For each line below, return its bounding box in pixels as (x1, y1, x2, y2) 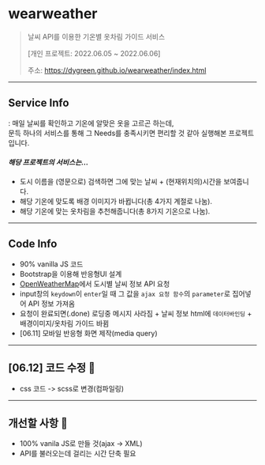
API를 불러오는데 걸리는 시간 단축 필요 (19, 448, 136, 459)
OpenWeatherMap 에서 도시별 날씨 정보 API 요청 (19, 278, 170, 289)
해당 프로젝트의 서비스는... (8, 157, 89, 167)
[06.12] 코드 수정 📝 (8, 361, 96, 375)
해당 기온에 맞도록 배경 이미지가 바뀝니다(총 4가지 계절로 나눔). (19, 196, 213, 206)
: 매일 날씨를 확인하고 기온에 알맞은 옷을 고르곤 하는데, (8, 118, 174, 127)
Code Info (8, 237, 58, 251)
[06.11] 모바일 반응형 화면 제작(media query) (19, 328, 158, 338)
